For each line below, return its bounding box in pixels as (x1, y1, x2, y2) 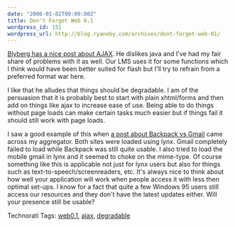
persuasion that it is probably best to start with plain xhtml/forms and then (7, 94, 224, 102)
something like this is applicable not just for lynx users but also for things (7, 160, 221, 169)
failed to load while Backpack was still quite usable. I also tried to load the (7, 145, 223, 153)
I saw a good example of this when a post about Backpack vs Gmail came (7, 130, 224, 138)
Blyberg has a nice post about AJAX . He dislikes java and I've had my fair (7, 50, 222, 58)
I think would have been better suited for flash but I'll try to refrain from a (7, 65, 220, 73)
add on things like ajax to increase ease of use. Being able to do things (7, 101, 214, 110)
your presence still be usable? (7, 198, 95, 206)
